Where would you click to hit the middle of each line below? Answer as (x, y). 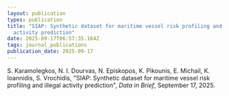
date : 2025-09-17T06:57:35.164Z (53, 39)
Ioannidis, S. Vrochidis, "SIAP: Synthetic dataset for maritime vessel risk (109, 78)
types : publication (35, 20)
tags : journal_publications (47, 45)
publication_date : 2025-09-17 (50, 52)
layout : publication (37, 13)
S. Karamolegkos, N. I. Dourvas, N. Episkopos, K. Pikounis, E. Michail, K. (109, 70)
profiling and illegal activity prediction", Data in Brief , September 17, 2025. (111, 85)
